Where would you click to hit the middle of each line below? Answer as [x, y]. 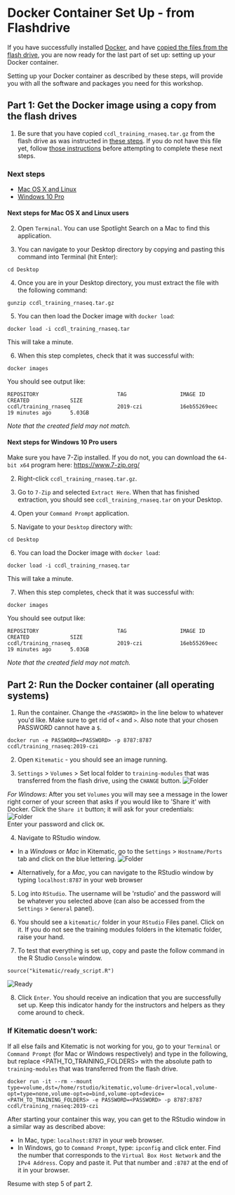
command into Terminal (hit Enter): [67, 257]
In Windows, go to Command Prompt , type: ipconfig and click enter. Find [119, 1147]
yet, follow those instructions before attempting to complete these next [120, 148]
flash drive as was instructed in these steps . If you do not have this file [119, 141]
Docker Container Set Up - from [101, 13]
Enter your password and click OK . [56, 824]
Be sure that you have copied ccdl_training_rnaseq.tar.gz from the [116, 133]
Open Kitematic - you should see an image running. [92, 759]
